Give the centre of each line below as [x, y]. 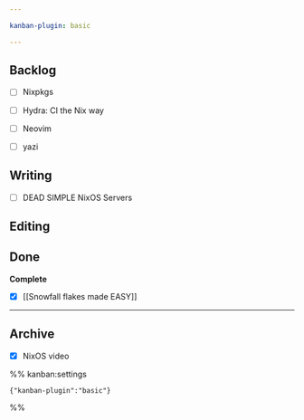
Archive [32, 334]
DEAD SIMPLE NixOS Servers [77, 197]
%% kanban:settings [48, 374]
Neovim [37, 129]
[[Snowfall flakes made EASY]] [80, 296]
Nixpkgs [38, 92]
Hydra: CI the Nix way [63, 110]
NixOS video [46, 356]
